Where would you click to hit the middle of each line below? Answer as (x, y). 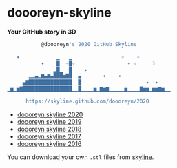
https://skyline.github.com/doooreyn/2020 (87, 101)
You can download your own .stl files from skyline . (81, 157)
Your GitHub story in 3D (42, 32)
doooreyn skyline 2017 (49, 136)
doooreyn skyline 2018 (49, 129)
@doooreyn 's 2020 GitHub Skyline (89, 44)
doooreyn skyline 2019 (49, 121)
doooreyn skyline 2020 (50, 114)
